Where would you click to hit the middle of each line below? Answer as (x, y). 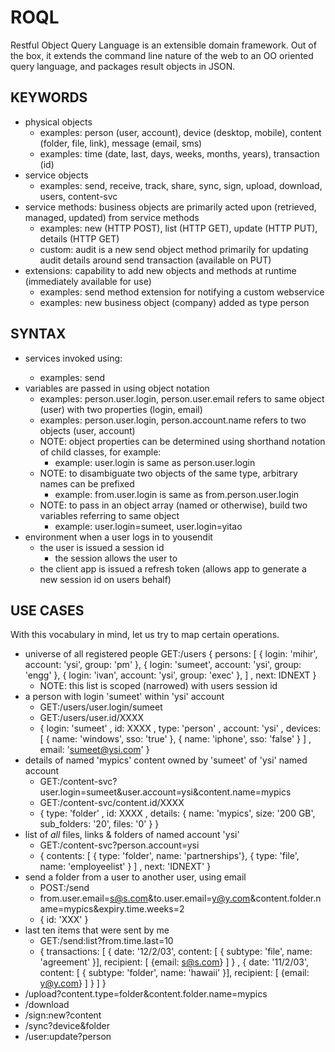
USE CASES (47, 610)
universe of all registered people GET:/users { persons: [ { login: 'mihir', (171, 654)
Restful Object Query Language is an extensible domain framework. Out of (163, 45)
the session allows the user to (116, 558)
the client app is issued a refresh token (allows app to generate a (173, 568)
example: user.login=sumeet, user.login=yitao (148, 526)
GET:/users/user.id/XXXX (92, 718)
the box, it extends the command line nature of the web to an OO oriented (162, 55)
